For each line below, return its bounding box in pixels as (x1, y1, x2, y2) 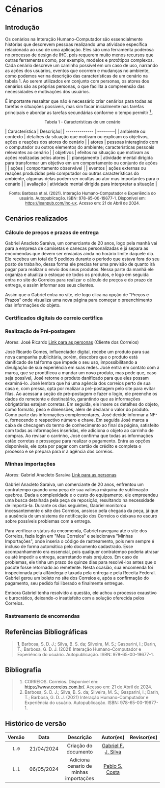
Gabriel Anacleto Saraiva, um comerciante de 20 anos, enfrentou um (5, 481, 144, 487)
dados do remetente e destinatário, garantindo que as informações (5, 396, 141, 402)
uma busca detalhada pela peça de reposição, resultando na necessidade (5, 497, 155, 503)
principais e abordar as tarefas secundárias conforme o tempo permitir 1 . (5, 109, 154, 116)
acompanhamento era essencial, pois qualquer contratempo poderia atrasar (5, 549, 159, 554)
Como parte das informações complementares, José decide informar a (5, 411, 149, 418)
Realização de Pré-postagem (5, 328, 76, 335)
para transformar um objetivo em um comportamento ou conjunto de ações (5, 159, 158, 166)
